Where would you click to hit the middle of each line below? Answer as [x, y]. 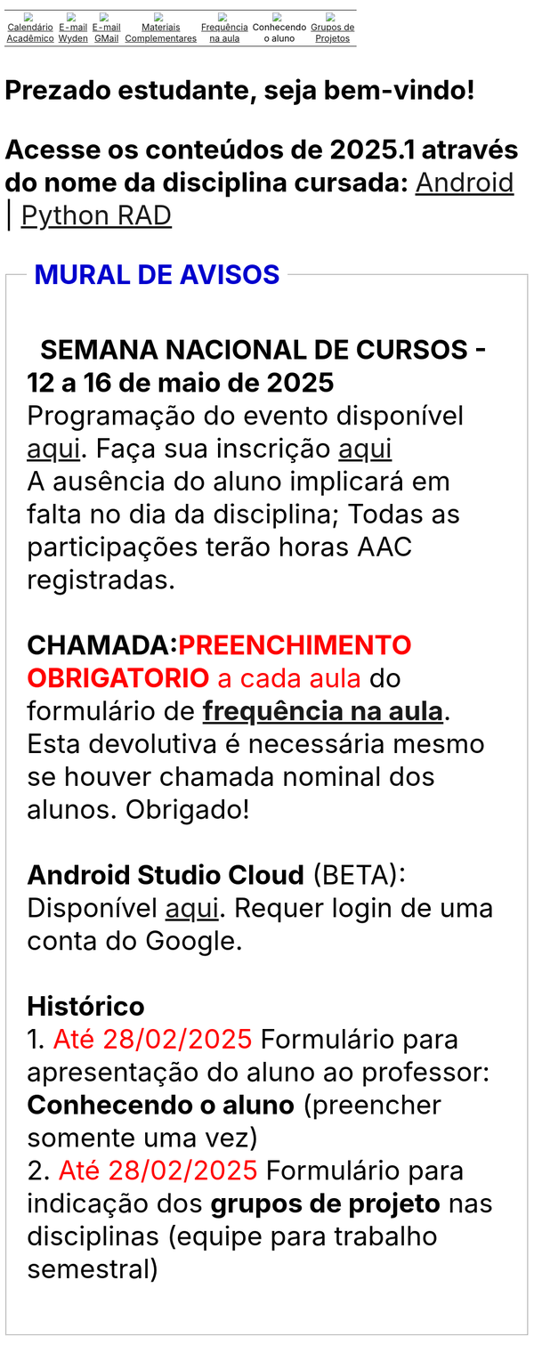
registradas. [101, 579]
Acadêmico [31, 38]
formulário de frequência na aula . [239, 710]
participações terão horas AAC [220, 546]
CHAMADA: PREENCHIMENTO [220, 644]
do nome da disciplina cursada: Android [260, 182]
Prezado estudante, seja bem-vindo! [240, 90]
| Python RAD [89, 215]
